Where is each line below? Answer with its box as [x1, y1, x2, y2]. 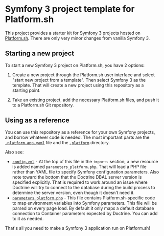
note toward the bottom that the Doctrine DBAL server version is [12, 174, 142, 180]
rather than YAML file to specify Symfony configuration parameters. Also [12, 169, 159, 174]
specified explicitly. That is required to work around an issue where [12, 179, 148, 185]
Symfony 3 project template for [5, 3, 135, 15]
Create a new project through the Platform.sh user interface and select [12, 72, 155, 78]
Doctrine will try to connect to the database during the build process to [12, 184, 155, 190]
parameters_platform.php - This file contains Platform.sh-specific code [12, 194, 155, 201]
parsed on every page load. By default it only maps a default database [12, 205, 154, 211]
